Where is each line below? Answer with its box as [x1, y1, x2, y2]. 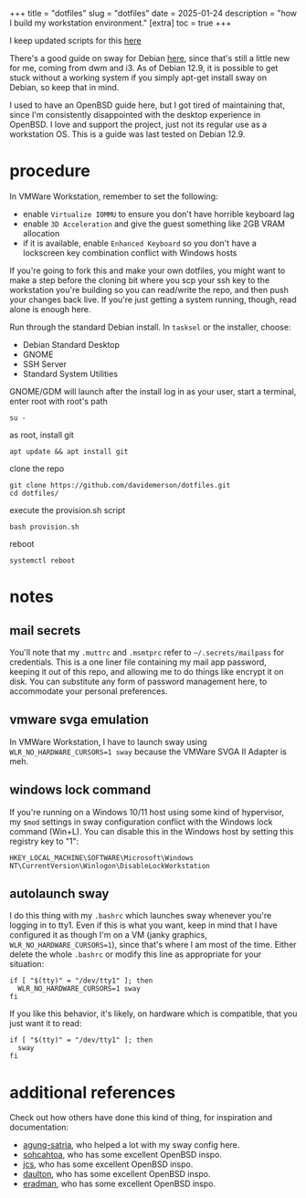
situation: [9, 959, 45, 970]
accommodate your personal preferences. [9, 685, 168, 697]
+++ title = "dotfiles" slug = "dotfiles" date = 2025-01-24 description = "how [9, 8, 298, 18]
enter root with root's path [9, 395, 108, 406]
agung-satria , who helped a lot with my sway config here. [22, 1140, 240, 1151]
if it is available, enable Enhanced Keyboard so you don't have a [22, 237, 258, 248]
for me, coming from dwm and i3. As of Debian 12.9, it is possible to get [9, 63, 279, 73]
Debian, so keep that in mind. [9, 82, 120, 92]
